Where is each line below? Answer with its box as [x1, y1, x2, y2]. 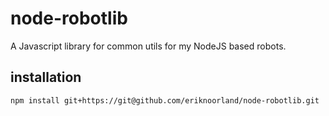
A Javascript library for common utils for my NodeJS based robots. [10, 40, 287, 52]
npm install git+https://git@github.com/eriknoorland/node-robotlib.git [10, 95, 320, 106]
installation [10, 69, 82, 86]
